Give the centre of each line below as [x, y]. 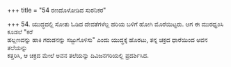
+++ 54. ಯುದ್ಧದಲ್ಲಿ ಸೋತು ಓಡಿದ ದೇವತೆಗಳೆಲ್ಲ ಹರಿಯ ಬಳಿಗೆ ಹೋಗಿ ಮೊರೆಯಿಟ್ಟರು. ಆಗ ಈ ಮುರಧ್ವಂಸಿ [115, 24]
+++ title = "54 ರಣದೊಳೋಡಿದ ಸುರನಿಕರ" [57, 10]
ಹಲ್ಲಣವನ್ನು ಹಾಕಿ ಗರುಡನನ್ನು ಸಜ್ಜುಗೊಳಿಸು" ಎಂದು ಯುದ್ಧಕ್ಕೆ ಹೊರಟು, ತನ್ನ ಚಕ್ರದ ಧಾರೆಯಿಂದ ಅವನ [107, 40]
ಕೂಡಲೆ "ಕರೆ [20, 32]
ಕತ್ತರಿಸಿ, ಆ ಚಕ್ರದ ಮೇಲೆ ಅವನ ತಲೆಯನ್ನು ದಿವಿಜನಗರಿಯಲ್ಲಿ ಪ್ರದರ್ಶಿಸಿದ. [78, 55]
